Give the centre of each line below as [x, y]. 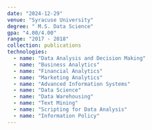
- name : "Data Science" [47, 90]
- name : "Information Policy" [56, 116]
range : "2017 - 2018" [38, 39]
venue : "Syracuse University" [51, 20]
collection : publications [44, 45]
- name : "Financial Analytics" [58, 71]
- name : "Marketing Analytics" [58, 77]
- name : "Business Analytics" [56, 65]
